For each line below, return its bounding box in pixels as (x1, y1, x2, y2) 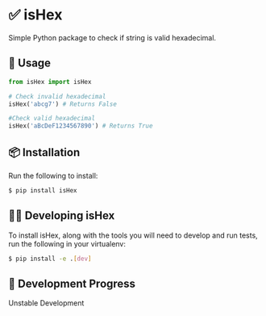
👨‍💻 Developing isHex (8, 209, 115, 223)
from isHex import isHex (8, 78, 92, 86)
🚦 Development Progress (8, 276, 135, 290)
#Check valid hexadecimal (8, 115, 95, 123)
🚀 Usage (8, 57, 51, 70)
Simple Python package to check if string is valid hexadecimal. (8, 32, 216, 42)
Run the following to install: (8, 171, 98, 180)
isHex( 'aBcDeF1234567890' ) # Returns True (8, 122, 153, 130)
